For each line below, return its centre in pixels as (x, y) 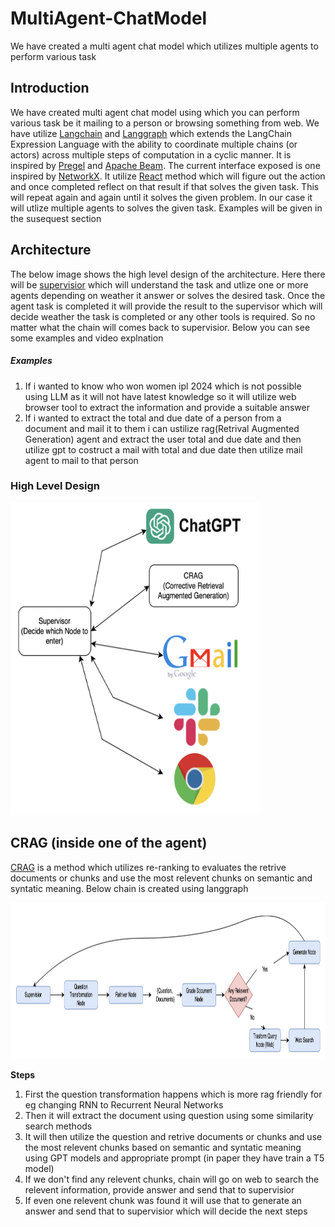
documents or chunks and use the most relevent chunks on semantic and (161, 878)
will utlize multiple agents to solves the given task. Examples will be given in (166, 208)
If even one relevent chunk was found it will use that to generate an (163, 1200)
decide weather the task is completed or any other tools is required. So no (163, 316)
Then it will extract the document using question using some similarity (169, 1115)
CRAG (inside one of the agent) (109, 843)
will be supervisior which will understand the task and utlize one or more (159, 284)
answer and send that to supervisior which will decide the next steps (166, 1211)
